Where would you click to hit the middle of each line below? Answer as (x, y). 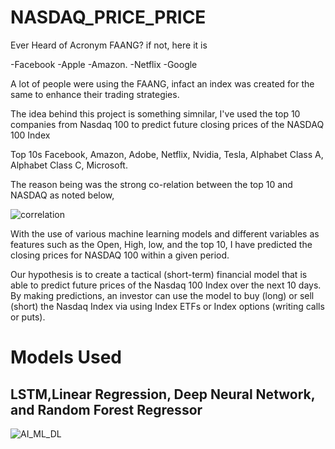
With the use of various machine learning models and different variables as (165, 233)
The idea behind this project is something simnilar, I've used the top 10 (155, 113)
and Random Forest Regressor (106, 409)
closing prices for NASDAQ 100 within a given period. (120, 255)
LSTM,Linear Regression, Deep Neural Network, (163, 394)
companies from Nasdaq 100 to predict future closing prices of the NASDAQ (167, 124)
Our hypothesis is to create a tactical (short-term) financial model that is (159, 274)
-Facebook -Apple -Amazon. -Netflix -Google (104, 64)
